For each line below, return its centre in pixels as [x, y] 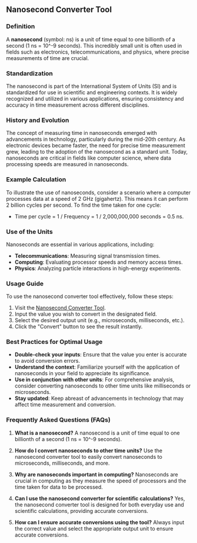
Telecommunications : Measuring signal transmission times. [87, 256]
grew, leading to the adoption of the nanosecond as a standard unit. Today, [97, 152]
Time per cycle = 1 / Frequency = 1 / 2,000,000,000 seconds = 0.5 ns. [99, 216]
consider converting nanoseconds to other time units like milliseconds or [103, 386]
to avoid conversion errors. [47, 361]
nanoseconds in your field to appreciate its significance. [83, 373]
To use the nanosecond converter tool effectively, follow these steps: [90, 296]
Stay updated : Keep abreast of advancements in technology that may [99, 398]
